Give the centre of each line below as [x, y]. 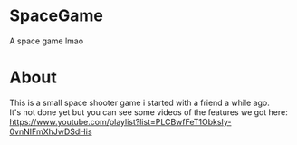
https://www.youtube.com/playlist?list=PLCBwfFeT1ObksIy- [120, 121]
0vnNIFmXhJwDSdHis [51, 131]
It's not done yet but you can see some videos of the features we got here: [148, 112]
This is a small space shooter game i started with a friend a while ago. [139, 102]
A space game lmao [47, 41]
